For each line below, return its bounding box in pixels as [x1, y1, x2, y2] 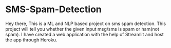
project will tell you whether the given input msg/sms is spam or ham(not [5, 26, 159, 32]
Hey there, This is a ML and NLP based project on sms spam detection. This [5, 20, 166, 27]
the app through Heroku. [5, 37, 58, 43]
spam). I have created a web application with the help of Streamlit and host [5, 31, 164, 37]
